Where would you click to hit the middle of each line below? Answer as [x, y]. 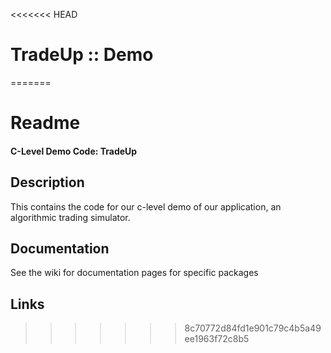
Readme [45, 123]
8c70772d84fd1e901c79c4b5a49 [253, 328]
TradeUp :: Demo [82, 55]
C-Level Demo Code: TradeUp [74, 151]
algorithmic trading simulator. [70, 217]
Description [47, 182]
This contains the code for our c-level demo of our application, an [146, 206]
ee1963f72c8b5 [217, 339]
